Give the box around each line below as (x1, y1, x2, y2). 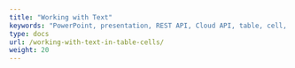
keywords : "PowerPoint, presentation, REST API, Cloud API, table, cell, (9, 21, 288, 30)
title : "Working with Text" (9, 12, 113, 22)
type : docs (9, 29, 50, 38)
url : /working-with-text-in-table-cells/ (9, 37, 165, 47)
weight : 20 (9, 46, 50, 55)
